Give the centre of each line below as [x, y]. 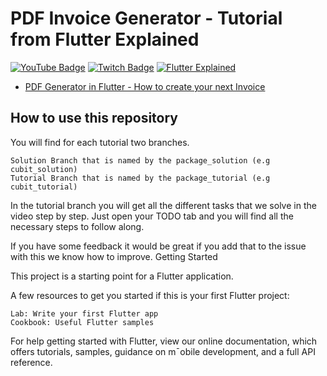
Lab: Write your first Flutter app [84, 313]
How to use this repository [94, 118]
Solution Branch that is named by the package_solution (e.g [140, 160]
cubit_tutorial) [44, 187]
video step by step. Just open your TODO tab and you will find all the [152, 216]
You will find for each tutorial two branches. [100, 142]
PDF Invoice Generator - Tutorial [146, 18]
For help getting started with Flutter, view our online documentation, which [164, 341]
